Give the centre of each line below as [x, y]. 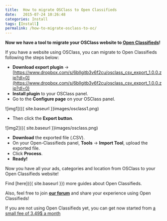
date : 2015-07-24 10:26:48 [35, 14]
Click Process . [27, 154]
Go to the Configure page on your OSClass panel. [64, 99]
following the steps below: [32, 57]
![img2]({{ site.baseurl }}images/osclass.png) [52, 128]
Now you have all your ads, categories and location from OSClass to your [80, 169]
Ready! [20, 159]
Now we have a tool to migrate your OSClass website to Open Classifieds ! [83, 42]
